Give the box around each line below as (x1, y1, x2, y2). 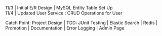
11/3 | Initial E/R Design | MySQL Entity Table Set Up (5, 5, 113, 10)
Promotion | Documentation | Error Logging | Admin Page (5, 25, 125, 31)
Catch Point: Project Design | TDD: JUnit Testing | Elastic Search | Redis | (5, 20, 158, 25)
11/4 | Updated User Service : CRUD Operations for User (5, 10, 123, 16)
